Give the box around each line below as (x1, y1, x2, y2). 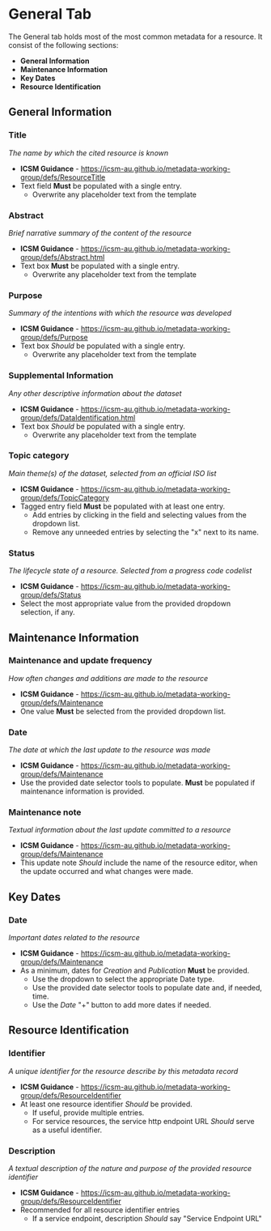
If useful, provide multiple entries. (32, 1107, 145, 1118)
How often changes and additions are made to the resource (8, 673, 209, 683)
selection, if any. (19, 607, 75, 617)
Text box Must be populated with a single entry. (19, 261, 180, 270)
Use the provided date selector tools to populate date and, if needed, (32, 983, 263, 993)
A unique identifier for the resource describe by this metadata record (8, 1066, 239, 1076)
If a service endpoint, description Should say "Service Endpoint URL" (32, 1214, 263, 1224)
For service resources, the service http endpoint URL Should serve (32, 1116, 255, 1126)
